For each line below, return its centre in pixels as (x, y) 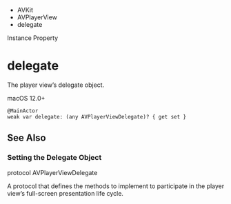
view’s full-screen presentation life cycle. (66, 193)
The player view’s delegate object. (56, 85)
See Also (27, 138)
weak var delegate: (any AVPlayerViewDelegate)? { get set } (97, 116)
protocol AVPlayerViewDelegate (52, 172)
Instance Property (33, 38)
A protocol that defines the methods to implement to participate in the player (116, 186)
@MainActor (23, 111)
